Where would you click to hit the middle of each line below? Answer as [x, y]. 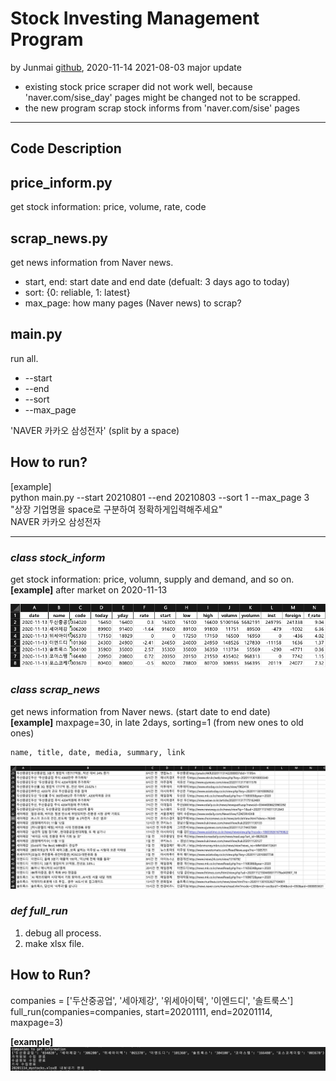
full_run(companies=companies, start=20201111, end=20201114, [141, 1011]
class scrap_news [55, 690]
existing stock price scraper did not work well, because [138, 86]
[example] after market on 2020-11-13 [89, 589]
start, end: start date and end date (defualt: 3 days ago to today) [157, 281]
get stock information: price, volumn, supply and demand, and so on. [152, 579]
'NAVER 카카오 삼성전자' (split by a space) [95, 430]
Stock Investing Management [135, 18]
